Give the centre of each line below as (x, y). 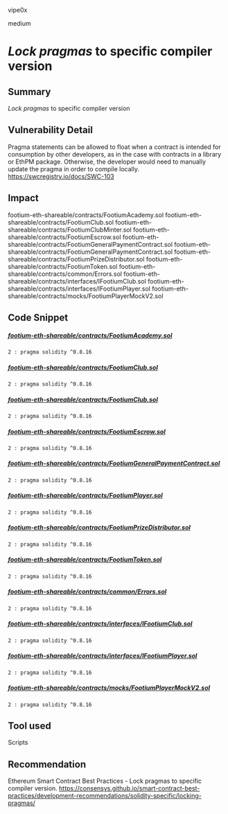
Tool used (29, 726)
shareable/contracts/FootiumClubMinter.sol (70, 230)
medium (19, 23)
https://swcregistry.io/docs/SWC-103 (61, 176)
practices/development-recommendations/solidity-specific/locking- (105, 796)
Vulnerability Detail (50, 130)
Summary (29, 92)
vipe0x (18, 10)
